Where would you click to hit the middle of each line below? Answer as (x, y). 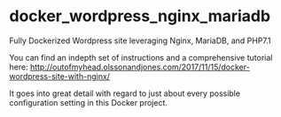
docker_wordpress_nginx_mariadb (140, 16)
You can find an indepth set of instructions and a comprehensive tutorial (141, 57)
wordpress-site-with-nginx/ (60, 76)
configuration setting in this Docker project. (89, 102)
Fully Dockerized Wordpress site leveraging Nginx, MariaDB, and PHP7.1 (140, 40)
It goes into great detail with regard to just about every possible (125, 93)
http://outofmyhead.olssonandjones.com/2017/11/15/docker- (140, 67)
